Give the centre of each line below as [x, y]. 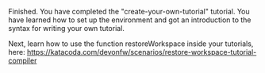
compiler [23, 60]
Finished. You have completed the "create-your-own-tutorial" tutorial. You [129, 12]
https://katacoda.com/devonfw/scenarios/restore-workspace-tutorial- [142, 52]
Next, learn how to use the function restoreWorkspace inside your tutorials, [131, 44]
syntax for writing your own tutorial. [67, 28]
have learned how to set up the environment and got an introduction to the [130, 20]
